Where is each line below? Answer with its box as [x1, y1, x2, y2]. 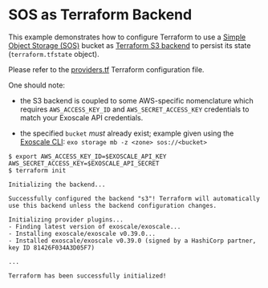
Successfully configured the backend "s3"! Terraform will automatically [8, 194, 261, 202]
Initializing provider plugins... [8, 215, 124, 224]
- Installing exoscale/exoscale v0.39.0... [8, 229, 156, 237]
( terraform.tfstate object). [8, 49, 99, 59]
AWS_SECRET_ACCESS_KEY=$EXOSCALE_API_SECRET [8, 159, 160, 168]
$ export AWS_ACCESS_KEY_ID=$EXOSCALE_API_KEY [8, 152, 167, 160]
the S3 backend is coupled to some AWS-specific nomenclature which [19, 95, 254, 105]
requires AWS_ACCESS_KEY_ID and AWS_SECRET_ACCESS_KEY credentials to [19, 104, 250, 114]
